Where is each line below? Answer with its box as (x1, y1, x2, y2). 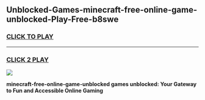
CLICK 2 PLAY (6, 55, 49, 64)
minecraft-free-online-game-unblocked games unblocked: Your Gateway (6, 80, 197, 87)
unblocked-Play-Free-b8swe (6, 15, 119, 25)
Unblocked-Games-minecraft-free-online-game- (6, 5, 197, 15)
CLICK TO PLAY (6, 33, 54, 41)
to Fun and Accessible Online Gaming (6, 87, 104, 94)
